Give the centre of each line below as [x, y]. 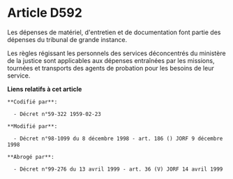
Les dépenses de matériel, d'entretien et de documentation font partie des [114, 32]
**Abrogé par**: [31, 157]
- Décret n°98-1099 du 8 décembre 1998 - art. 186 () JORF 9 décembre [118, 138]
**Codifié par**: [32, 102]
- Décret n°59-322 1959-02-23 [57, 114]
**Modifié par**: [32, 126]
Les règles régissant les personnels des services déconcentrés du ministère [116, 53]
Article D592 [45, 13]
